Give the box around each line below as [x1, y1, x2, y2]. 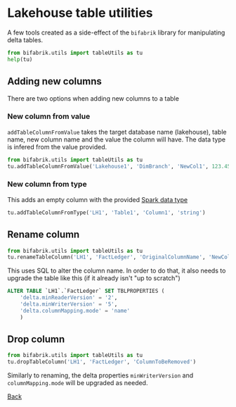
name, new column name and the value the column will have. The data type [7, 135, 226, 144]
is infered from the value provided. [7, 142, 107, 151]
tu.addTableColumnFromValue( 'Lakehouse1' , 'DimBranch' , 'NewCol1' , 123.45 [7, 163, 231, 170]
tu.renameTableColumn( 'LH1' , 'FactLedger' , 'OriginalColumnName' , [7, 253, 206, 261]
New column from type [7, 180, 87, 189]
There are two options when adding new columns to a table [7, 94, 179, 103]
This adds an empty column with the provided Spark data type [7, 195, 188, 203]
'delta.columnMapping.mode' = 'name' [20, 307, 131, 314]
